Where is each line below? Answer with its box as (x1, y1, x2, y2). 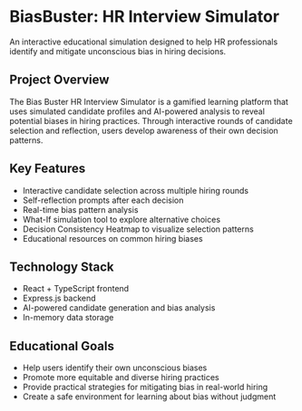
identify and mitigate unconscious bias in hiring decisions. (9, 45, 227, 56)
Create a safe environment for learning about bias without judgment (22, 391, 277, 402)
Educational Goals (9, 338, 115, 354)
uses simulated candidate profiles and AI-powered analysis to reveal (9, 106, 266, 117)
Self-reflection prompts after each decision (22, 195, 184, 205)
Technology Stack (9, 259, 114, 274)
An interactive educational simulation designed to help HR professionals (9, 36, 278, 47)
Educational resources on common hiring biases (22, 233, 203, 244)
